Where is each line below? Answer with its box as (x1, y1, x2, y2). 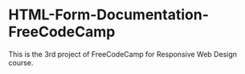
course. (8, 58, 34, 68)
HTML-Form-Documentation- (8, 6, 209, 24)
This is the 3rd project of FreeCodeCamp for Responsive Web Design (8, 49, 238, 59)
